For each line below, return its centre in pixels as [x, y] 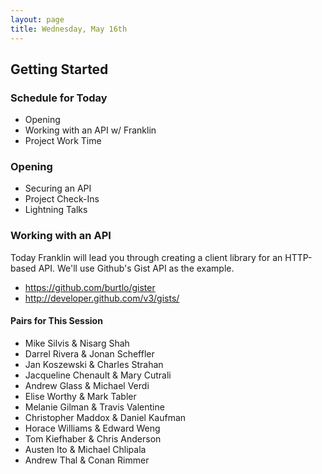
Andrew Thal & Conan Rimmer [87, 460]
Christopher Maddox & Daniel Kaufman [105, 417]
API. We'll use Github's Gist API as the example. [136, 268]
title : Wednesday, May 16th [69, 29]
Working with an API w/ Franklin [90, 130]
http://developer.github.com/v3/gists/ [102, 298]
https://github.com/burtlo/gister [90, 287]
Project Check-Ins [62, 199]
